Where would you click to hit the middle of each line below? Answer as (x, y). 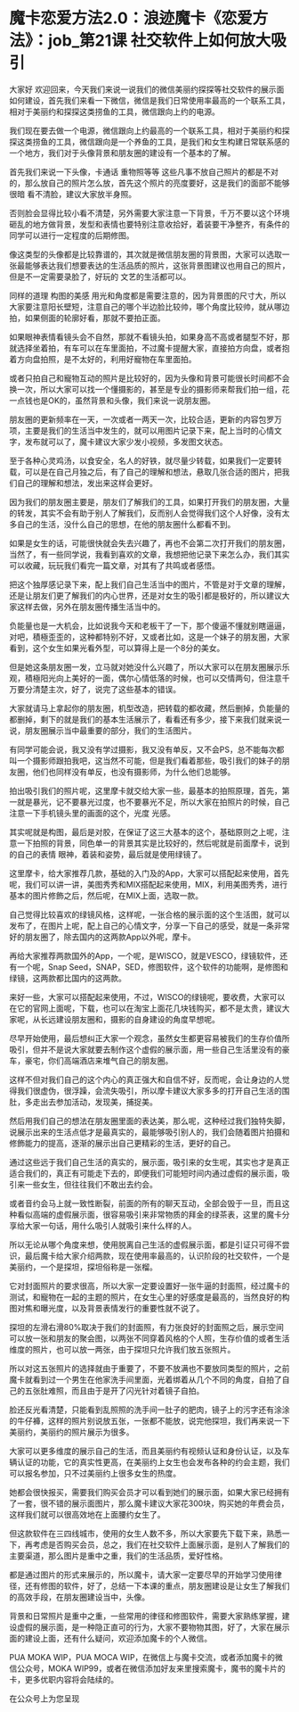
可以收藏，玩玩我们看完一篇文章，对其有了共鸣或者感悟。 (114, 565)
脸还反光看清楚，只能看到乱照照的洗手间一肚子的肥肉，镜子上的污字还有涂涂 (149, 1410)
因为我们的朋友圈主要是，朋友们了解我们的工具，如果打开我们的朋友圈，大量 (149, 501)
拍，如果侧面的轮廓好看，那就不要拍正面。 (87, 318)
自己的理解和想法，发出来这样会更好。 (87, 483)
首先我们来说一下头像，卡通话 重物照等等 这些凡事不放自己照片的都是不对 (144, 171)
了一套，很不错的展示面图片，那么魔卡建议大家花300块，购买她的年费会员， (149, 1503)
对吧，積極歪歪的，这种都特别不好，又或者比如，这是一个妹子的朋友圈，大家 (149, 637)
